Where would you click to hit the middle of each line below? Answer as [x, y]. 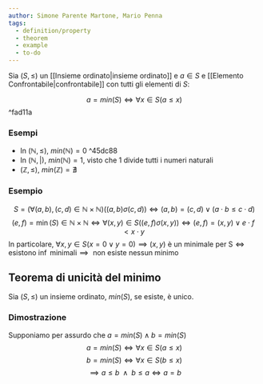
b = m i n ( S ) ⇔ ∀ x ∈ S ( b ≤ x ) [134, 360]
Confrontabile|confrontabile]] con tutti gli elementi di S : [99, 84]
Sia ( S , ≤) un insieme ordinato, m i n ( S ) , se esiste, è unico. [101, 297]
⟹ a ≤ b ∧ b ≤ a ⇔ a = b [135, 372]
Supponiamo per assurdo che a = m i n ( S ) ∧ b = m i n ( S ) [98, 335]
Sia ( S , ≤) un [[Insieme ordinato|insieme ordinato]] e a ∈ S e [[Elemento [126, 76]
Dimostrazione [38, 318]
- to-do [28, 53]
